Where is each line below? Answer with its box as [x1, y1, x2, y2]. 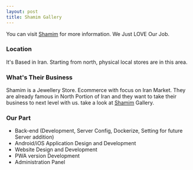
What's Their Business [6, 73, 73, 81]
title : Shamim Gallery [6, 14, 62, 20]
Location [6, 45, 32, 53]
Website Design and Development [14, 146, 97, 153]
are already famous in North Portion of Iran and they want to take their [6, 93, 177, 100]
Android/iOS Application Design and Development [14, 140, 136, 147]
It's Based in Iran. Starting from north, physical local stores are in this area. [6, 58, 188, 66]
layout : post [6, 8, 38, 15]
